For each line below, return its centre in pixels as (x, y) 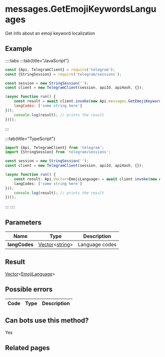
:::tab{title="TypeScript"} (30, 139)
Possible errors (29, 289)
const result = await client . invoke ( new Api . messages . (71, 101)
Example (19, 49)
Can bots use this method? (47, 321)
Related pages (27, 348)
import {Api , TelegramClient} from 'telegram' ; (55, 147)
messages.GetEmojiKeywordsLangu (81, 9)
